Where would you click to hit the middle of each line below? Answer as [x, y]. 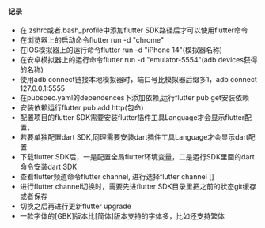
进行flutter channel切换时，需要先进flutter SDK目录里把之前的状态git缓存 [138, 187]
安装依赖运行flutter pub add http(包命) [81, 108]
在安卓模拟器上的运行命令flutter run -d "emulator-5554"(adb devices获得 [138, 60]
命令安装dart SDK [48, 167]
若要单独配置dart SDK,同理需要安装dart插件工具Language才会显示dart [134, 137]
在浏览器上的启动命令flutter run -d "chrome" [92, 40]
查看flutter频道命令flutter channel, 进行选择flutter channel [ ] [117, 177]
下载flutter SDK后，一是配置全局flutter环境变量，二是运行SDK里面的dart [137, 157]
